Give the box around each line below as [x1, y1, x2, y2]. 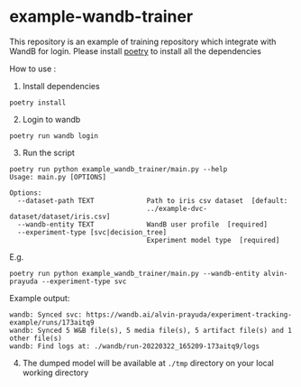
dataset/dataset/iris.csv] [9, 212, 111, 221]
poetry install [9, 97, 67, 107]
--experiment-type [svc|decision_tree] [17, 227, 168, 236]
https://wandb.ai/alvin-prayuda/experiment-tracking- [86, 309, 293, 319]
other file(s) [9, 334, 63, 343]
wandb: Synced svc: [9, 309, 83, 319]
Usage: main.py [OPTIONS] [9, 172, 106, 181]
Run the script [22, 147, 75, 158]
